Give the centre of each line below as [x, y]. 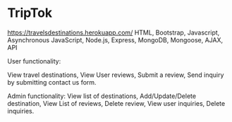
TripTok [30, 13]
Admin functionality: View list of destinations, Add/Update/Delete [102, 96]
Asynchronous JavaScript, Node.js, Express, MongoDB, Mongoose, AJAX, [115, 39]
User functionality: [34, 61]
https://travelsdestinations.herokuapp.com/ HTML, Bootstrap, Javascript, [114, 32]
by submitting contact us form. [52, 82]
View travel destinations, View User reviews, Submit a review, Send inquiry [116, 75]
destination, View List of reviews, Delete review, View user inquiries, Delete [116, 103]
